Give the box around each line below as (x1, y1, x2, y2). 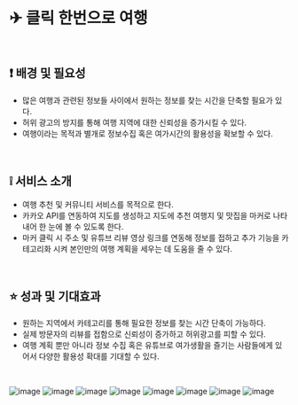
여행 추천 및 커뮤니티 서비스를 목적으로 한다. (21, 199, 175, 209)
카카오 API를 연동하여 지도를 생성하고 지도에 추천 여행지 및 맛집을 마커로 (21, 210, 271, 221)
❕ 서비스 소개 (9, 174, 73, 189)
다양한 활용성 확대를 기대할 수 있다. (38, 351, 160, 362)
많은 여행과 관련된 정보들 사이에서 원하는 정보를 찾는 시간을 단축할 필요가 (21, 95, 273, 105)
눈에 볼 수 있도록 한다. (48, 221, 124, 231)
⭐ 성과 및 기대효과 (9, 289, 101, 304)
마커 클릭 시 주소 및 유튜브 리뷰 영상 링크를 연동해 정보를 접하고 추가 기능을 (21, 232, 280, 243)
